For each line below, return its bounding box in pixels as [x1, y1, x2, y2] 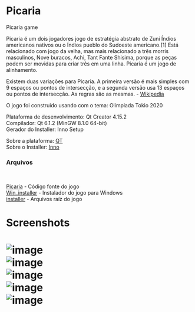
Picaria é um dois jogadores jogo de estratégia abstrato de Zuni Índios [6, 35, 177, 42]
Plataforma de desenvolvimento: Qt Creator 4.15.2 [6, 113, 127, 120]
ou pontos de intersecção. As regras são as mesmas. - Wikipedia [6, 90, 164, 97]
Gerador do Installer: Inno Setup [6, 126, 84, 133]
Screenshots [6, 216, 70, 229]
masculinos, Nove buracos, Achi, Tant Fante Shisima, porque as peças [6, 54, 177, 61]
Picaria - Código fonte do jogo [6, 183, 80, 190]
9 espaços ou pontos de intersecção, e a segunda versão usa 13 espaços [6, 84, 184, 91]
